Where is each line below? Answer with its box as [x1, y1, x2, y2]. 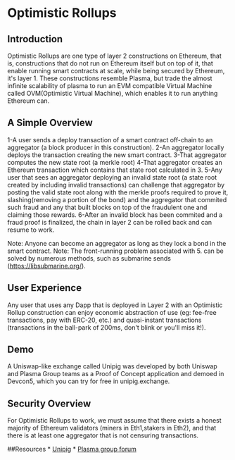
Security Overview [7, 397, 91, 409]
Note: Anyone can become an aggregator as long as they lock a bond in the [7, 239, 227, 247]
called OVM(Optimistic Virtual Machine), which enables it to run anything [7, 89, 218, 97]
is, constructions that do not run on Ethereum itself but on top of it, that [7, 59, 213, 68]
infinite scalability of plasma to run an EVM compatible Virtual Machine [7, 82, 212, 89]
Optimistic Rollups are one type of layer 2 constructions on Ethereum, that [7, 51, 222, 60]
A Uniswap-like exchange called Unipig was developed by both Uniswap [7, 362, 218, 371]
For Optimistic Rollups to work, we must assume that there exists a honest [7, 416, 222, 425]
